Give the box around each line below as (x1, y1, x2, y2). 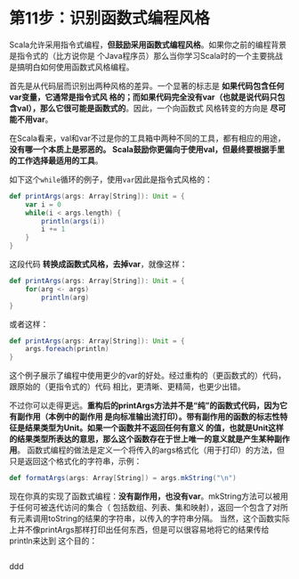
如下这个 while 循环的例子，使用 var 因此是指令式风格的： (9, 174, 214, 184)
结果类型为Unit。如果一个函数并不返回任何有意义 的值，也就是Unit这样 (24, 422, 285, 433)
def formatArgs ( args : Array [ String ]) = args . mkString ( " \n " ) (9, 474, 238, 483)
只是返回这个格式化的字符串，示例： (9, 456, 142, 467)
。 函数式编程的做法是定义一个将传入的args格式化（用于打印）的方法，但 (17, 444, 285, 455)
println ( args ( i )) (41, 216, 105, 225)
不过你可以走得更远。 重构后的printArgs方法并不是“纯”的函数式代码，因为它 (9, 400, 287, 411)
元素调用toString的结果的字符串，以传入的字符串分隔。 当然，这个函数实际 (16, 513, 290, 524)
